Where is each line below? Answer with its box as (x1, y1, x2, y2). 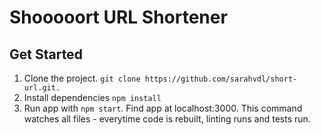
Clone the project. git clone (23, 72, 141, 84)
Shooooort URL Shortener (9, 6, 228, 29)
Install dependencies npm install (23, 92, 162, 103)
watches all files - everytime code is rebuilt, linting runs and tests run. (23, 113, 311, 125)
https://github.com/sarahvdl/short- (144, 74, 298, 84)
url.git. (23, 83, 61, 93)
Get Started (9, 46, 83, 63)
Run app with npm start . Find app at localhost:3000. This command (23, 102, 303, 114)
